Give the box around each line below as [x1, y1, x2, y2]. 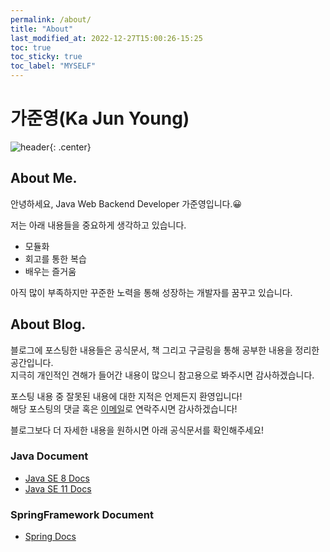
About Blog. [10, 316, 87, 333]
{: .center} [49, 141, 92, 153]
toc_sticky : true [10, 52, 83, 62]
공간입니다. [10, 356, 54, 368]
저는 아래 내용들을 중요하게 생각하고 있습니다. [10, 219, 187, 231]
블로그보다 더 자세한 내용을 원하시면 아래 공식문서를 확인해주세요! [10, 424, 265, 436]
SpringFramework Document [10, 507, 154, 521]
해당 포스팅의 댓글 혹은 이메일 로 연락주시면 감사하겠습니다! [10, 402, 238, 415]
